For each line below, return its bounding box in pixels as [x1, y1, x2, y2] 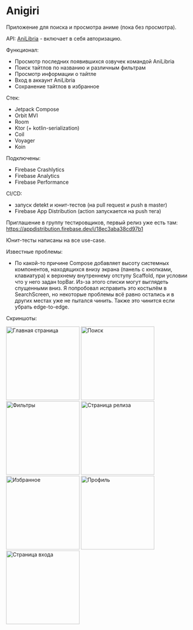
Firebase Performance [14, 178, 69, 185]
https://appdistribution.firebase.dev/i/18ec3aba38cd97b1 [6, 225, 144, 232]
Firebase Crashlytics [14, 166, 65, 173]
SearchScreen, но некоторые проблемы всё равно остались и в [14, 290, 174, 298]
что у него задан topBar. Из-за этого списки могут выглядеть [14, 278, 168, 285]
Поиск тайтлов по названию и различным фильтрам [14, 64, 146, 71]
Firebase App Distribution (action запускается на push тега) [14, 207, 161, 214]
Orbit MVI [14, 112, 38, 119]
